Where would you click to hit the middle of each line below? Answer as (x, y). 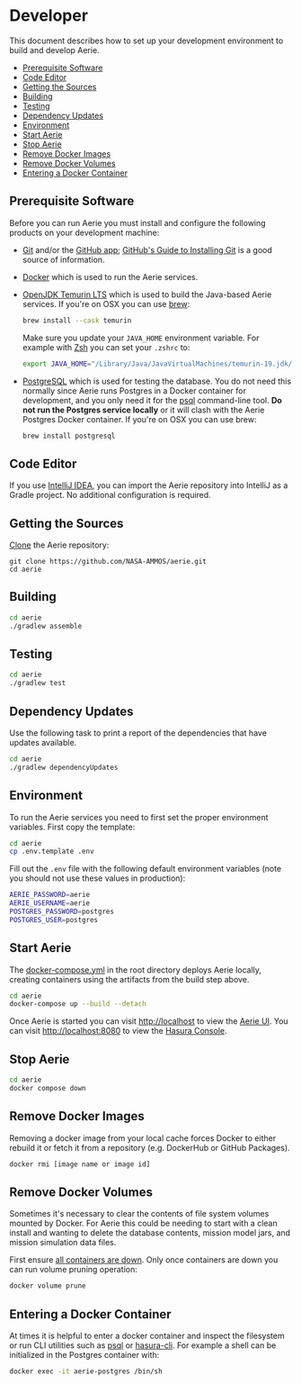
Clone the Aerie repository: (59, 545)
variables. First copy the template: (72, 827)
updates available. (43, 742)
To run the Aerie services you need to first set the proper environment (139, 817)
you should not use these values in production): (97, 878)
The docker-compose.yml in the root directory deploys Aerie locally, (136, 970)
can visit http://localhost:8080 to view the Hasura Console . (118, 1031)
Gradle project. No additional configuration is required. (110, 495)
